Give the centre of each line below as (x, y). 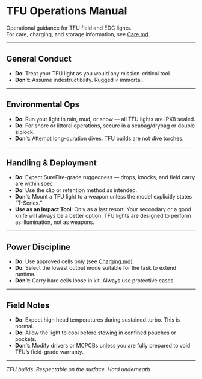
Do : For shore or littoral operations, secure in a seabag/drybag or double (105, 126)
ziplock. (25, 132)
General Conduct (39, 59)
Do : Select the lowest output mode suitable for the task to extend (95, 268)
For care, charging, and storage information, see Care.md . (78, 34)
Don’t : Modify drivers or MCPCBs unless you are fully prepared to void (103, 346)
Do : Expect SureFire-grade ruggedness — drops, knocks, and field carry (105, 177)
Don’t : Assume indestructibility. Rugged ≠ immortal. (79, 80)
